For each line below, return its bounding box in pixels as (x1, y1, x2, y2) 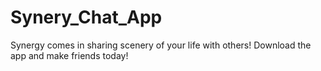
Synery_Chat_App (10, 6, 163, 29)
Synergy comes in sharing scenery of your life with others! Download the (10, 39, 312, 51)
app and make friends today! (10, 49, 129, 61)
